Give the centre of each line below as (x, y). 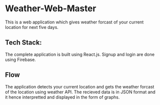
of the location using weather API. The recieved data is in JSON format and (80, 92)
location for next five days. (32, 27)
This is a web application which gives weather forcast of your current (74, 22)
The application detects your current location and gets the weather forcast (80, 86)
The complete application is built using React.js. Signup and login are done (80, 54)
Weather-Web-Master (51, 9)
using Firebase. (20, 60)
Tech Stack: (24, 43)
